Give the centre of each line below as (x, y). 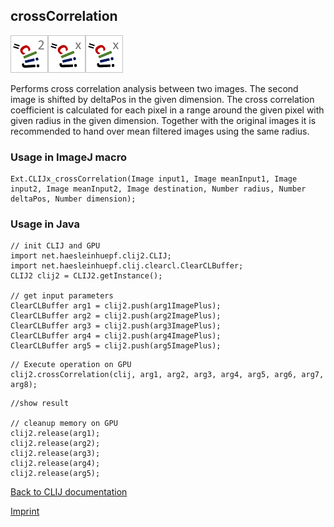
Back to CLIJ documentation (69, 492)
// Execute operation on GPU (71, 365)
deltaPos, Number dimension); (73, 199)
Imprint (25, 511)
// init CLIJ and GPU (55, 246)
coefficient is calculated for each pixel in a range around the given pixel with (167, 110)
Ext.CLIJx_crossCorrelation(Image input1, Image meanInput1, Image (154, 179)
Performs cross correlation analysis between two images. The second (154, 88)
